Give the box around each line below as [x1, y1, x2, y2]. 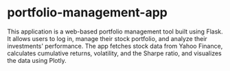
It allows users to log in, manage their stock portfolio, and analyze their [7, 34, 207, 42]
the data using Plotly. [7, 56, 67, 64]
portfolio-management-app [7, 5, 168, 20]
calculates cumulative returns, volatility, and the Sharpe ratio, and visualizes [7, 49, 222, 57]
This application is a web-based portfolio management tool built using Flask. [7, 27, 223, 35]
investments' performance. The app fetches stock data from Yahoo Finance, [7, 42, 223, 50]
